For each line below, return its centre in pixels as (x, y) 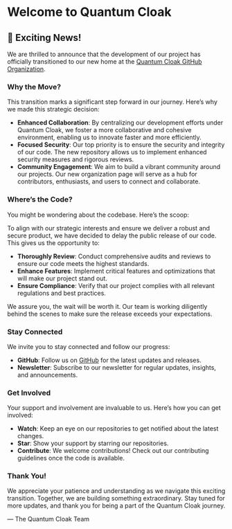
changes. (30, 436)
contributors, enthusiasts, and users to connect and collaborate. (109, 181)
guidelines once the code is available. (71, 458)
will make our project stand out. (62, 278)
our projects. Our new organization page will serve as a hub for (107, 174)
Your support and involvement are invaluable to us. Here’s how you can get (114, 408)
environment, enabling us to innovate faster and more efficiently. (109, 137)
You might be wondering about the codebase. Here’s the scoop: (98, 215)
